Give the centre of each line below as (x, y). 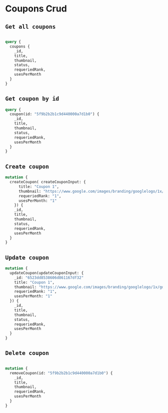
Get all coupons (30, 27)
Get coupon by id (32, 99)
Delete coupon (27, 353)
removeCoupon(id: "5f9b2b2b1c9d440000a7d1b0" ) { (61, 373)
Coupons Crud (36, 9)
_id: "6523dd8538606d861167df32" (49, 278)
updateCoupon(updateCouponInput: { (47, 273)
